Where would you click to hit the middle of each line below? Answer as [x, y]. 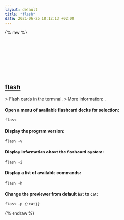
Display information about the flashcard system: [55, 152]
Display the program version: [35, 131]
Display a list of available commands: [43, 173]
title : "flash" [20, 14]
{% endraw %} [20, 213]
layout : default [21, 9]
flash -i [14, 162]
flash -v [14, 141]
